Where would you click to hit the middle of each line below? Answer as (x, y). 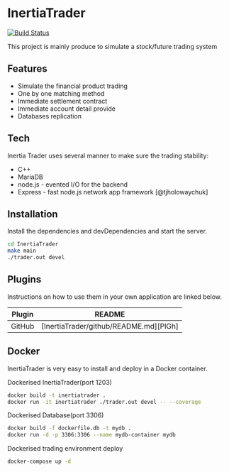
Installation (33, 214)
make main (22, 251)
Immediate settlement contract (62, 101)
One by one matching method (61, 93)
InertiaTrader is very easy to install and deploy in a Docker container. (107, 368)
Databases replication (49, 116)
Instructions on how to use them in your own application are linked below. (114, 297)
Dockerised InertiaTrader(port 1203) (60, 382)
